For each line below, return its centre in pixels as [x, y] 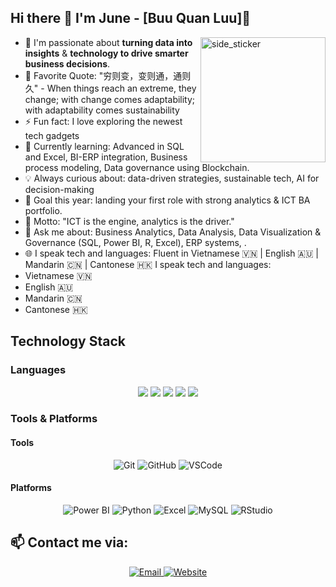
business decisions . [67, 63]
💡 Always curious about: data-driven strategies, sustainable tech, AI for [172, 178]
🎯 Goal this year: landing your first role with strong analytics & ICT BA [167, 200]
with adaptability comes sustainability [102, 110]
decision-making [59, 189]
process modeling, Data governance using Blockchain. [137, 167]
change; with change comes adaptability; [110, 99]
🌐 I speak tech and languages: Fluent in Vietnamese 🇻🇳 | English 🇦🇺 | [171, 253]
